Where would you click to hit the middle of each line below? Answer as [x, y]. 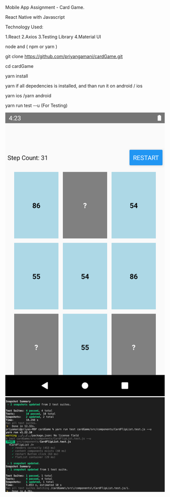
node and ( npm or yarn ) [31, 47]
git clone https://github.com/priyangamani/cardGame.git [64, 56]
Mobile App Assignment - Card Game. [45, 7]
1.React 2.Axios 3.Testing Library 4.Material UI [53, 37]
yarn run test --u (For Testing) [36, 105]
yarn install [17, 76]
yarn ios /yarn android [28, 95]
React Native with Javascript [35, 17]
